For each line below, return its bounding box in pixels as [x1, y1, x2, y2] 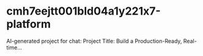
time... [6, 44, 23, 51]
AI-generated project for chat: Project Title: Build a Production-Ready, [6, 37, 182, 44]
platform [6, 17, 51, 31]
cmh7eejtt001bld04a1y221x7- [6, 4, 161, 18]
